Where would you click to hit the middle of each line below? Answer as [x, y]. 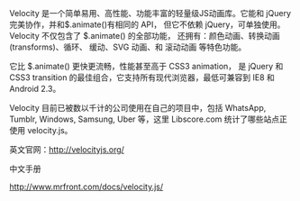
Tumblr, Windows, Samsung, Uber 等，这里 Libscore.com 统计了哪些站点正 [149, 119]
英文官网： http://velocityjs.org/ [67, 150]
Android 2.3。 [35, 89]
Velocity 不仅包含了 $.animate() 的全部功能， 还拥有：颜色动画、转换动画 [145, 36]
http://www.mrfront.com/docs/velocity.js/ [86, 187]
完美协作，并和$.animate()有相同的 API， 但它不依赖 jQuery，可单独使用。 [147, 24]
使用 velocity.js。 [41, 130]
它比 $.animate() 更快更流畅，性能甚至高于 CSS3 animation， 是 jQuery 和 [146, 66]
